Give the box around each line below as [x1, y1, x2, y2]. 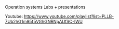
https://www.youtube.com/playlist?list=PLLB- [24, 14, 114, 19]
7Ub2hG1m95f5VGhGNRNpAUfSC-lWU [5, 19, 83, 24]
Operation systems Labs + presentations [5, 4, 86, 10]
